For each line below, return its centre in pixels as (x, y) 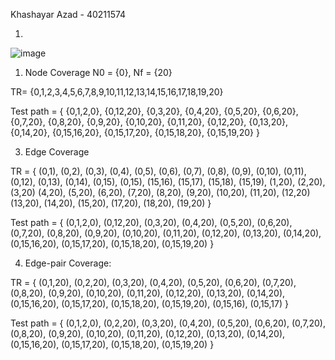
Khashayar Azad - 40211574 (68, 14)
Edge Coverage (57, 152)
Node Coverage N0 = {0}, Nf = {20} (98, 72)
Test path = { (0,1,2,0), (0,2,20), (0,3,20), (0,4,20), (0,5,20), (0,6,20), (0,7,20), (168, 323)
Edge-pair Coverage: (68, 263)
